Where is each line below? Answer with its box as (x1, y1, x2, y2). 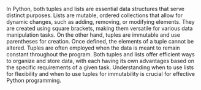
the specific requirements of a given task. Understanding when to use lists (6, 64, 194, 71)
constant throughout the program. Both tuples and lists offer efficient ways (6, 51, 195, 58)
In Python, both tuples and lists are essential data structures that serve (6, 6, 185, 12)
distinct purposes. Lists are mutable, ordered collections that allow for (6, 12, 183, 19)
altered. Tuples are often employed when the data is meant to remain (6, 44, 180, 51)
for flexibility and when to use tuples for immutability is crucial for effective (6, 70, 195, 77)
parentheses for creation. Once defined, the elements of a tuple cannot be (6, 38, 194, 45)
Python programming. (6, 77, 62, 84)
